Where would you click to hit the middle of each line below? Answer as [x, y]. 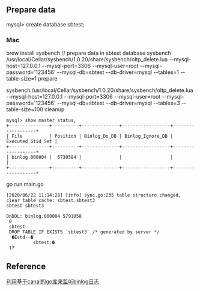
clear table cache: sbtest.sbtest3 [51, 201]
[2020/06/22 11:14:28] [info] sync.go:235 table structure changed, [94, 195]
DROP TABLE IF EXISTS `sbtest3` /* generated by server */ [84, 232]
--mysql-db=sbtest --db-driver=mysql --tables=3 [118, 103]
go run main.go [25, 184]
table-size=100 [25, 109]
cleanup [55, 109]
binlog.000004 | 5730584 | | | [92, 158]
